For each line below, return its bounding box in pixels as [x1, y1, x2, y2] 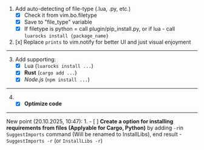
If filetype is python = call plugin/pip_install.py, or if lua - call [24, 25, 175, 33]
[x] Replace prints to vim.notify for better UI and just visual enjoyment [15, 39, 191, 46]
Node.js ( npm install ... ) [24, 76, 90, 83]
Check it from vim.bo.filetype [24, 11, 97, 19]
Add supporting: [15, 56, 56, 63]
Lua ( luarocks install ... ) [24, 62, 93, 70]
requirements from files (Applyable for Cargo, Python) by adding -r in [6, 124, 184, 132]
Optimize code [24, 100, 63, 108]
